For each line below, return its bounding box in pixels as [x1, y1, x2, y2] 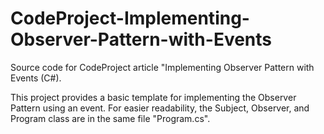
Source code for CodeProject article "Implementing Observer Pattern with [10, 61, 315, 73]
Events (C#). [10, 72, 62, 84]
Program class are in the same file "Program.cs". [10, 112, 211, 124]
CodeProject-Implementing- [10, 7, 250, 30]
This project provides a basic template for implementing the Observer [10, 91, 297, 103]
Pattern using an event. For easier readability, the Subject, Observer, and [10, 102, 310, 114]
